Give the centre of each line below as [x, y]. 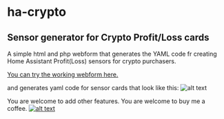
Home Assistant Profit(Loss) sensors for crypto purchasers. [92, 61]
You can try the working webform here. [63, 74]
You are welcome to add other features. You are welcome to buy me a [106, 101]
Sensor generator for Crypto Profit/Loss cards [108, 37]
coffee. [17, 108]
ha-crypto [37, 12]
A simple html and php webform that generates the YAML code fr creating [112, 54]
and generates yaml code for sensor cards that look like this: [93, 88]
